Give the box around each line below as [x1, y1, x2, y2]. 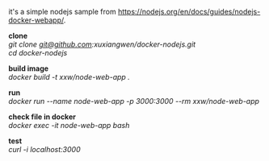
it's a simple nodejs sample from [8, 7, 116, 16]
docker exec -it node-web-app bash [8, 121, 130, 130]
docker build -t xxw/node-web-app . [8, 72, 131, 81]
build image [8, 64, 49, 73]
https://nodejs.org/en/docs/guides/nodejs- [117, 7, 261, 16]
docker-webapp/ [8, 15, 65, 25]
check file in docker [8, 112, 77, 122]
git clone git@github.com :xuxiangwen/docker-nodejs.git [8, 39, 196, 49]
